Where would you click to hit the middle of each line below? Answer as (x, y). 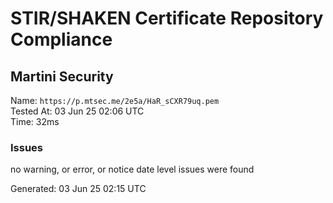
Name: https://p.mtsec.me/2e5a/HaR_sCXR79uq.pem (115, 100)
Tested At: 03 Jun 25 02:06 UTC (77, 111)
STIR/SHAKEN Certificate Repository (167, 18)
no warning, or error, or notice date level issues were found (132, 169)
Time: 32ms (35, 121)
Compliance (61, 39)
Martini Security (62, 76)
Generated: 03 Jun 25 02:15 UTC (78, 189)
